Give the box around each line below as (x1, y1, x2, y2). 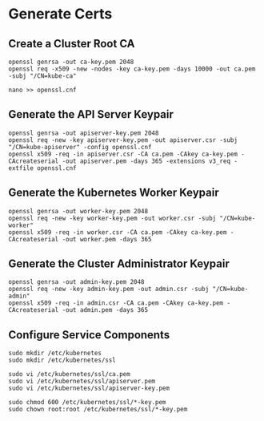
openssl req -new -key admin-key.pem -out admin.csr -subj (8, 285, 210, 293)
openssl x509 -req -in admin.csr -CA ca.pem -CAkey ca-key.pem (8, 299, 224, 307)
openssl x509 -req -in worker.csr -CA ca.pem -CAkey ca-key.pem (8, 228, 227, 237)
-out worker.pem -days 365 (62, 235, 152, 243)
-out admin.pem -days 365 (62, 306, 149, 314)
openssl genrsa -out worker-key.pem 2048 (8, 207, 149, 215)
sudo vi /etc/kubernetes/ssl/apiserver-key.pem (8, 384, 170, 393)
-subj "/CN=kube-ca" (8, 72, 78, 80)
